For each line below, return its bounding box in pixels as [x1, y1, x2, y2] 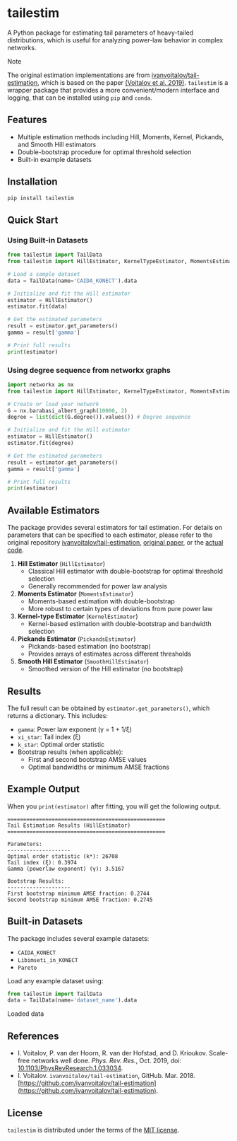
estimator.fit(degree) [7, 440, 74, 447]
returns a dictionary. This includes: [7, 711, 108, 719]
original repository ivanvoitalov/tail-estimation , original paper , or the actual [7, 538, 224, 547]
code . [7, 546, 25, 555]
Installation [7, 175, 58, 188]
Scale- [209, 1049, 229, 1058]
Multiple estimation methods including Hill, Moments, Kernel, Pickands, [17, 132, 224, 141]
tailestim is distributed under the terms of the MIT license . [7, 1125, 180, 1134]
